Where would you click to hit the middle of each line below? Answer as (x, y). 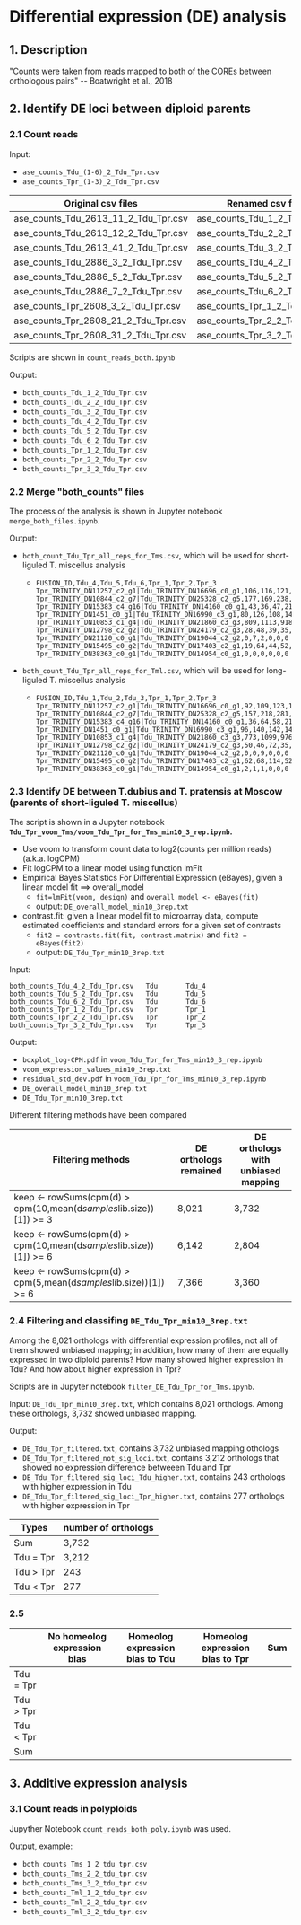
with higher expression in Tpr (76, 1505)
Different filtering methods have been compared (98, 1115)
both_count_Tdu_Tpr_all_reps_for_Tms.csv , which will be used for (143, 555)
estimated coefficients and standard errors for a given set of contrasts (152, 926)
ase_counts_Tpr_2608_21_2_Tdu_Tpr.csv (100, 321)
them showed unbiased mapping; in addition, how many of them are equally (149, 1349)
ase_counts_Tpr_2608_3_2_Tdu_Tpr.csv (97, 305)
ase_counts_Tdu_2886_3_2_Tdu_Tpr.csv (98, 262)
